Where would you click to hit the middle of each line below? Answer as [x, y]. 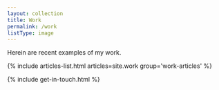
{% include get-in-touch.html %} [54, 80]
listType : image [30, 33]
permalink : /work [32, 26]
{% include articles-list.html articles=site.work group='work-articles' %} [110, 66]
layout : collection [35, 13]
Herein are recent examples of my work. [64, 53]
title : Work [24, 20]
